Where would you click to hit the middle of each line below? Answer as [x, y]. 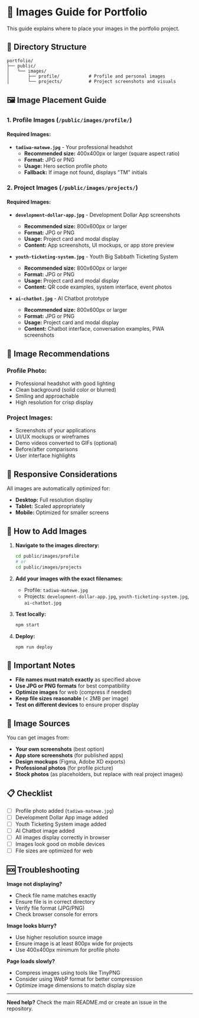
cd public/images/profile [47, 556]
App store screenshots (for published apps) [69, 755]
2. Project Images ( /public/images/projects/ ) [72, 188]
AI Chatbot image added [45, 831]
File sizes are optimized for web [54, 851]
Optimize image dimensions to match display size [75, 985]
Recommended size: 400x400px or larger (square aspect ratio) [102, 154]
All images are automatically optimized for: [58, 489]
